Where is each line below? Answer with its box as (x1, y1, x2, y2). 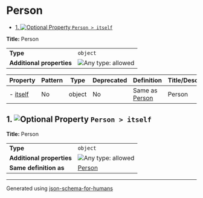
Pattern (41, 76, 63, 85)
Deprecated (92, 76, 127, 85)
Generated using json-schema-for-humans (6, 185, 114, 192)
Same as (132, 86, 158, 94)
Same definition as (9, 164, 65, 172)
